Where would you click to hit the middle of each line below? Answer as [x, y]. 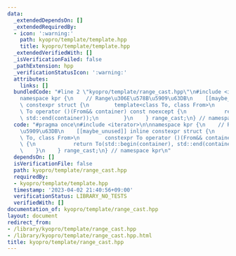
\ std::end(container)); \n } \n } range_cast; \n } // [113, 118]
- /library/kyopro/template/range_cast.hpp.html [80, 236]
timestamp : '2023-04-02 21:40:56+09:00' [73, 190]
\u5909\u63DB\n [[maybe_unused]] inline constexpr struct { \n [118, 131]
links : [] [34, 86]
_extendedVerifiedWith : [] [53, 53]
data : [15, 14]
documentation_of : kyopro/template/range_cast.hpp [83, 210]
